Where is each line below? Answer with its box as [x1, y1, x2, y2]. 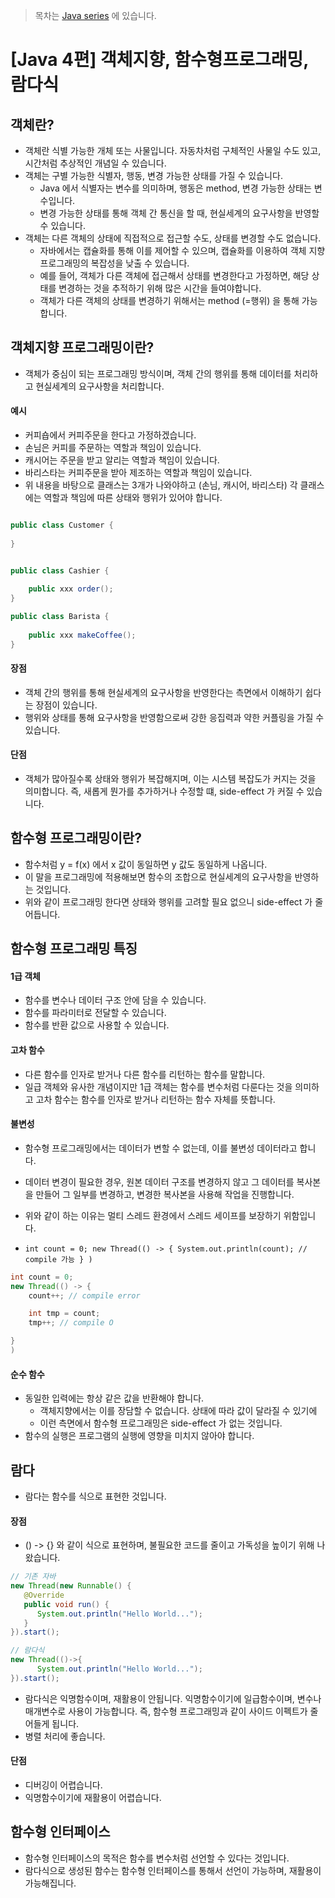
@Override [23, 1590, 65, 1600]
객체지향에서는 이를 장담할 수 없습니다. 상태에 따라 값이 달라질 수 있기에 [39, 1405, 318, 1417]
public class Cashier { [10, 565, 110, 576]
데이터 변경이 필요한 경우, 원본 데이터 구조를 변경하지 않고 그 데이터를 [24, 1175, 295, 1188]
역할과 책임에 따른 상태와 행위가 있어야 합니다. [43, 492, 223, 504]
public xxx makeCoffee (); [28, 630, 137, 640]
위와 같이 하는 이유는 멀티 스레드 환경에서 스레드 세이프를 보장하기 [24, 1209, 282, 1221]
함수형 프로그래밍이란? [10, 830, 142, 847]
